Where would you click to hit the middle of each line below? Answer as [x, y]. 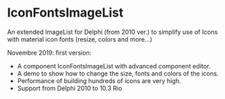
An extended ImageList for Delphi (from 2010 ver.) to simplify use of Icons [112, 32]
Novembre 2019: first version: [49, 53]
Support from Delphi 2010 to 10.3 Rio [70, 88]
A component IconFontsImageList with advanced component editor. [114, 66]
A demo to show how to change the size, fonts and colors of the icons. [118, 73]
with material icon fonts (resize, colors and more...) [80, 39]
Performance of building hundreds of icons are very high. [99, 80]
